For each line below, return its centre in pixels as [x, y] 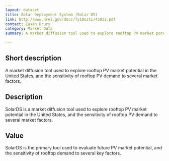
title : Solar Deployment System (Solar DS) [52, 15]
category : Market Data [29, 29]
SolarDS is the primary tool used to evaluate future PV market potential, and [84, 148]
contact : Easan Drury [28, 24]
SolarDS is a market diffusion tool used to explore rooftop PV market [76, 109]
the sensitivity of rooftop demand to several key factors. [63, 153]
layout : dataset [22, 10]
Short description [33, 58]
